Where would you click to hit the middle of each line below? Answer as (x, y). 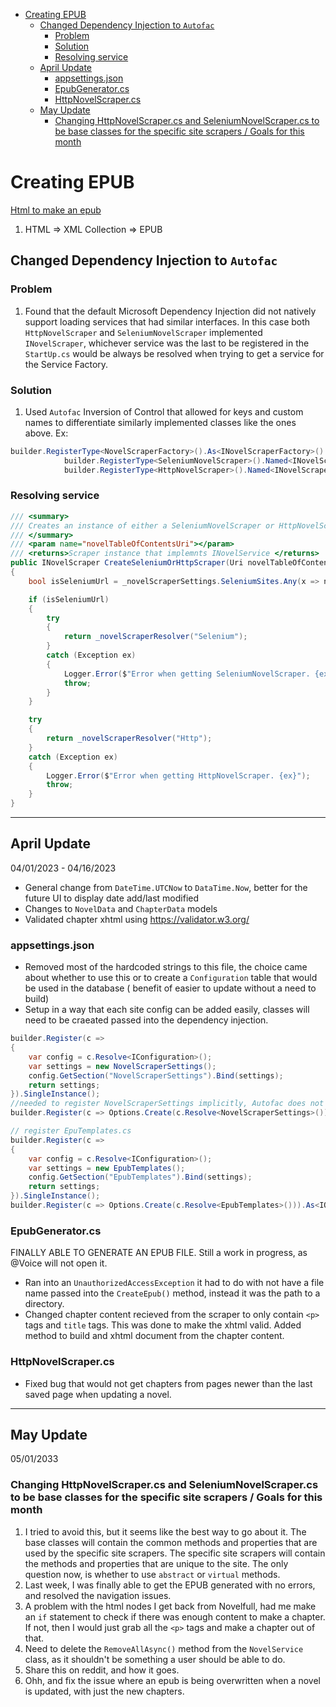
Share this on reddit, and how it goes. (102, 1670)
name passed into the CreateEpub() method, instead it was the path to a (172, 1293)
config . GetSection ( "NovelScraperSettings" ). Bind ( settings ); (156, 1075)
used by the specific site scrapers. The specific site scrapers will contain (175, 1553)
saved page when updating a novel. (98, 1394)
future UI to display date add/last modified (112, 898)
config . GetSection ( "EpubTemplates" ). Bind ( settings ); (140, 1177)
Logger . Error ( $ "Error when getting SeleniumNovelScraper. (187, 674)
